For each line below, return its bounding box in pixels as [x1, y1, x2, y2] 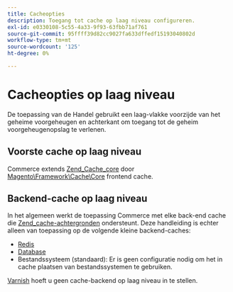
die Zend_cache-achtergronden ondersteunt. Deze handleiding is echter [7, 219, 219, 228]
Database [17, 247, 46, 256]
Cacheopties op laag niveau [7, 86, 175, 103]
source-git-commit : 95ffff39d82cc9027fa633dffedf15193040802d [7, 30, 195, 38]
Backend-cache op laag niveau [7, 193, 148, 205]
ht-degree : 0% [7, 50, 50, 57]
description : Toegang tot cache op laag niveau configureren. [7, 17, 195, 24]
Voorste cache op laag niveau [7, 146, 142, 158]
